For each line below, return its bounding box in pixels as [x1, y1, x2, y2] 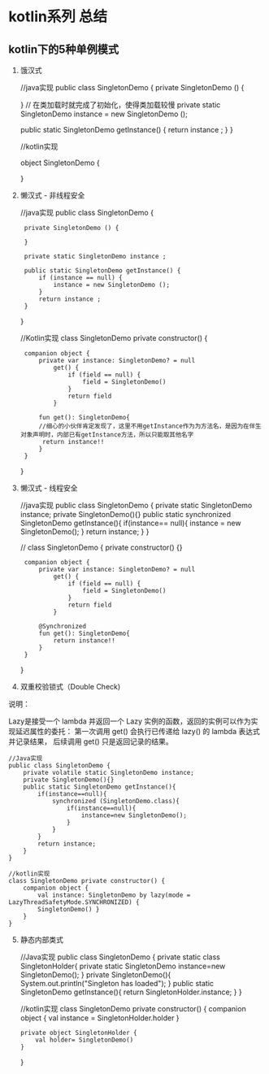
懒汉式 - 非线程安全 [20, 190, 85, 200]
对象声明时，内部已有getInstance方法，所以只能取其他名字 [20, 431, 194, 439]
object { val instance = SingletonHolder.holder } [20, 1013, 180, 1023]
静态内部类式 [20, 935, 63, 944]
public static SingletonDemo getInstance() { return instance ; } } [20, 125, 233, 134]
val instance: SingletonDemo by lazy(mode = [37, 891, 191, 899]
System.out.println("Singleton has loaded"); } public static [20, 979, 214, 988]
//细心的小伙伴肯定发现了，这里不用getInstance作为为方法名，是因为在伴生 [38, 422, 262, 430]
